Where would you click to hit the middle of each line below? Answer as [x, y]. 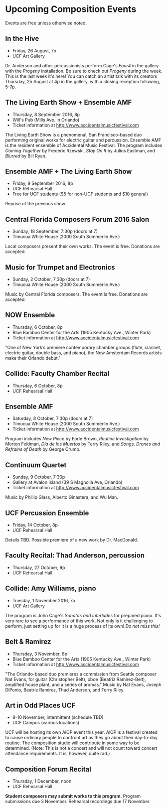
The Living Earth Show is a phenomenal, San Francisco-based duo [74, 135]
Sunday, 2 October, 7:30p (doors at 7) [51, 279]
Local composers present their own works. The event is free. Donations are [83, 246]
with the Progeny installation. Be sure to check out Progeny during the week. [84, 71]
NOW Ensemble [30, 315]
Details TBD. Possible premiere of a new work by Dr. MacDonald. [72, 540]
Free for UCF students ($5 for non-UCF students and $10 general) [80, 194]
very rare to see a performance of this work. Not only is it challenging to [79, 621]
